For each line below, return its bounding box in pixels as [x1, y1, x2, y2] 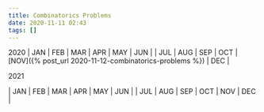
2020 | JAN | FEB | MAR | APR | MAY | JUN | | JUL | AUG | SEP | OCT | [8, 48, 238, 58]
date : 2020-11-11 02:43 [8, 19, 87, 27]
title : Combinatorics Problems [8, 11, 112, 20]
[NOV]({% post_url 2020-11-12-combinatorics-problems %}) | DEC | [8, 56, 230, 65]
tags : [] [8, 26, 37, 34]
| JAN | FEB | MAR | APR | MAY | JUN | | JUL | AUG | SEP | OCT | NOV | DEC [8, 87, 256, 96]
